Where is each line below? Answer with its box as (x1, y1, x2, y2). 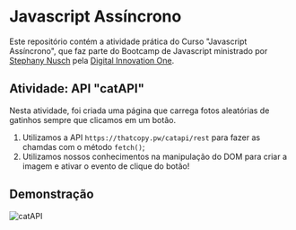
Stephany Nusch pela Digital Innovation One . (9, 55, 175, 66)
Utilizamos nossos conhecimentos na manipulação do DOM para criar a (22, 151, 288, 162)
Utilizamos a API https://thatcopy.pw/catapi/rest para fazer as (22, 132, 261, 143)
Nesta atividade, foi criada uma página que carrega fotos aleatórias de (9, 105, 270, 116)
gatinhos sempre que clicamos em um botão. (9, 114, 177, 125)
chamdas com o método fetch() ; (22, 141, 145, 152)
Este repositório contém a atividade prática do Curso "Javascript (9, 36, 248, 47)
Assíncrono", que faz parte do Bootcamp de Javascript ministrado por (9, 45, 268, 56)
